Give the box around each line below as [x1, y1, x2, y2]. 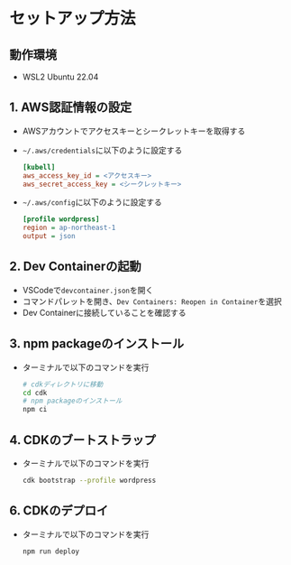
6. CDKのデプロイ [9, 503, 109, 519]
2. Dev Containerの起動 [9, 259, 141, 274]
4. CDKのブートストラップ [9, 432, 156, 448]
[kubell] [22, 162, 56, 171]
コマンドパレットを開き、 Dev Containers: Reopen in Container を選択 [22, 295, 282, 307]
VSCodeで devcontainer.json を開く [22, 284, 154, 295]
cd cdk [22, 388, 48, 397]
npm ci [22, 405, 48, 414]
